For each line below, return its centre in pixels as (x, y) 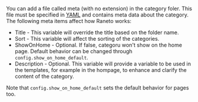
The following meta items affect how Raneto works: (69, 21)
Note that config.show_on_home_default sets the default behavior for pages (98, 88)
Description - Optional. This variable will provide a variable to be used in (103, 64)
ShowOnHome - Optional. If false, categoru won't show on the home (98, 45)
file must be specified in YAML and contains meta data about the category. (97, 15)
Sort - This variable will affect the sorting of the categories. (87, 39)
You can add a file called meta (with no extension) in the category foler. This (99, 9)
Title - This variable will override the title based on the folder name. (97, 32)
